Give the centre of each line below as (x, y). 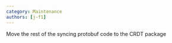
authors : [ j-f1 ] (26, 17)
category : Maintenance (34, 11)
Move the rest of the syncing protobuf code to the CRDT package (86, 34)
